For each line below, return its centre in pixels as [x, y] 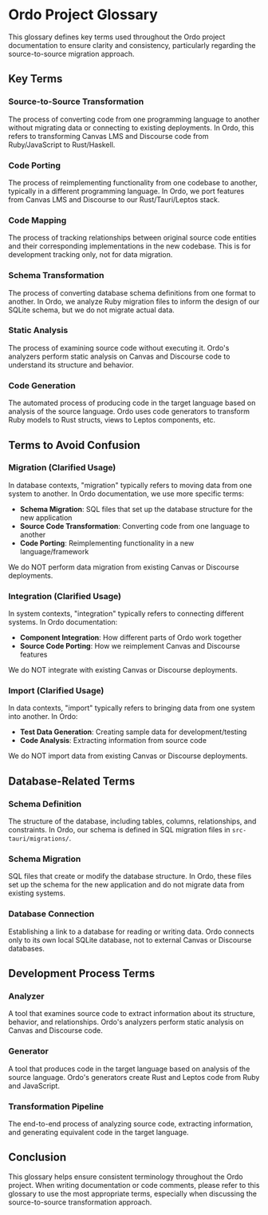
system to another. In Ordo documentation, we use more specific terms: [126, 494]
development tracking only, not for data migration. [91, 255]
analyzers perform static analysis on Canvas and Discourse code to [119, 356]
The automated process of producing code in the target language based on [132, 403]
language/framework [54, 551]
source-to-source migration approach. [71, 54]
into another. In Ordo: [43, 717]
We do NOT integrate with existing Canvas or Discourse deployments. [123, 670]
